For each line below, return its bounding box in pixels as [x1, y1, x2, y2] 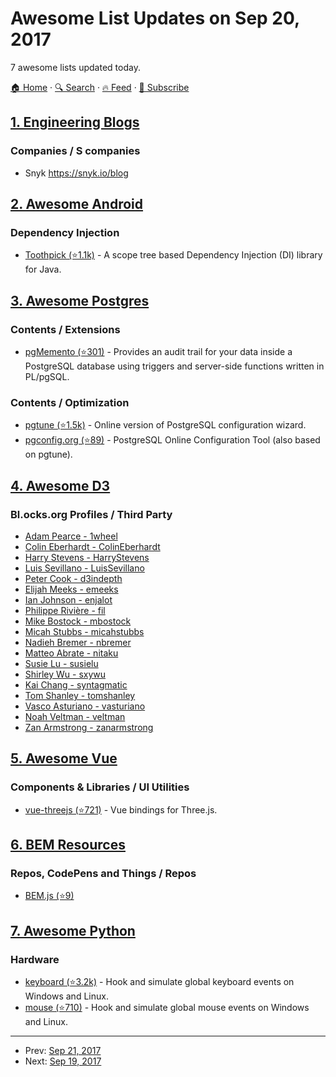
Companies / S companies [10, 144, 141, 158]
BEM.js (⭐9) [24, 890, 75, 902]
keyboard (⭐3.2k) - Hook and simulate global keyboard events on [24, 976, 295, 988]
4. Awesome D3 [10, 477, 111, 494]
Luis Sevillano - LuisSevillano [24, 562, 145, 574]
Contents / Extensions [10, 322, 121, 336]
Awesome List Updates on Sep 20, [10, 7, 300, 30]
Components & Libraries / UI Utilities [10, 780, 190, 794]
